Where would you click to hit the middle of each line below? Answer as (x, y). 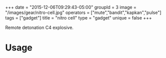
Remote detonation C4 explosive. (39, 27)
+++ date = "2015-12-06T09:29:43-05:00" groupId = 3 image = (71, 7)
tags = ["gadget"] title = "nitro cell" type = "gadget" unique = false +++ (79, 18)
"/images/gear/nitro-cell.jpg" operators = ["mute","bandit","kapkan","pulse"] (83, 12)
